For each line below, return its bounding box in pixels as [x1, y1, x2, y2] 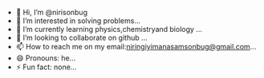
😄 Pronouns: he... [15, 53, 76, 63]
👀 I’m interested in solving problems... [15, 16, 140, 25]
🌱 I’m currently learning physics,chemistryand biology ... [15, 25, 203, 33]
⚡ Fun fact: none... [15, 62, 77, 72]
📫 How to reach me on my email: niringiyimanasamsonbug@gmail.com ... [15, 42, 257, 51]
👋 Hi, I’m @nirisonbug [15, 8, 88, 17]
